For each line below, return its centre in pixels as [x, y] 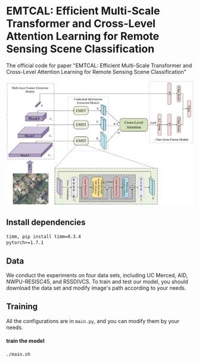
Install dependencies [46, 222]
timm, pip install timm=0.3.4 [44, 237]
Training [22, 307]
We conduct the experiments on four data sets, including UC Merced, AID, [97, 275]
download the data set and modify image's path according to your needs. [96, 288]
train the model [25, 341]
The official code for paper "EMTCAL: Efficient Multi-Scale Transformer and [99, 65]
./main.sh [18, 355]
